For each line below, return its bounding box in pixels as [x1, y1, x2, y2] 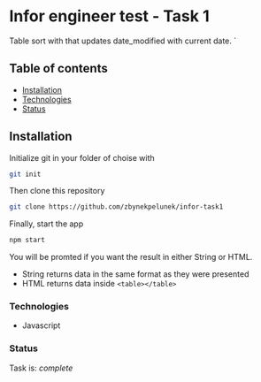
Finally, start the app [9, 218, 84, 229]
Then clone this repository [9, 186, 105, 196]
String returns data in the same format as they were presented [21, 269, 249, 279]
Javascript [21, 320, 61, 331]
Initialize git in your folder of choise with [9, 152, 155, 163]
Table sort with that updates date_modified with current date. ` [9, 35, 237, 46]
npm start [9, 236, 46, 245]
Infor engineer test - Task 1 [9, 6, 210, 27]
